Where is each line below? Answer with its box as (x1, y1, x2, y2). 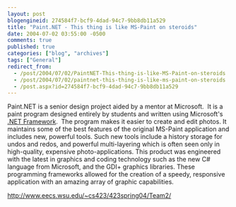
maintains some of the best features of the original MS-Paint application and (7, 125, 230, 133)
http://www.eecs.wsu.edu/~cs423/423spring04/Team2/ (7, 191, 172, 200)
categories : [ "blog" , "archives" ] (7, 50, 110, 57)
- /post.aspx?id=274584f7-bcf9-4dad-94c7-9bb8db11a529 (13, 83, 179, 90)
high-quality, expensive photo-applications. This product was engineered (7, 147, 221, 156)
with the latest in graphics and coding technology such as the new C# (7, 155, 211, 164)
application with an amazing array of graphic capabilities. (7, 178, 175, 186)
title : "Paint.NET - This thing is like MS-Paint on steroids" (7, 23, 198, 30)
